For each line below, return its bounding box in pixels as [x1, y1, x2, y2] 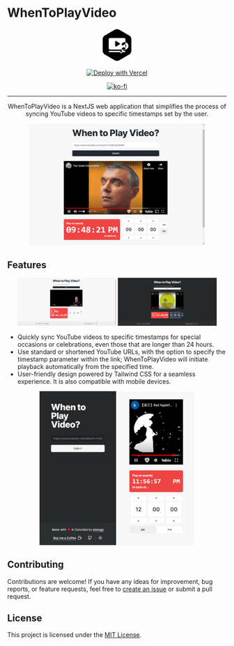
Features [7, 259, 47, 271]
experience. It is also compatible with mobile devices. [17, 377, 171, 385]
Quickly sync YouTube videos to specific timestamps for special [17, 333, 201, 341]
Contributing [7, 559, 64, 571]
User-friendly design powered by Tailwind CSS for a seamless [17, 370, 196, 378]
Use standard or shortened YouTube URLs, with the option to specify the [17, 347, 226, 356]
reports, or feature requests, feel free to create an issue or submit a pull [7, 585, 212, 593]
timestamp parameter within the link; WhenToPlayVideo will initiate [17, 354, 208, 363]
